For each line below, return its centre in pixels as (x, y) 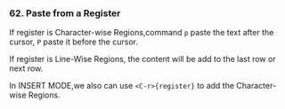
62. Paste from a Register (65, 13)
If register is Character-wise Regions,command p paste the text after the (142, 33)
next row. (26, 68)
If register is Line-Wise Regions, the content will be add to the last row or (142, 59)
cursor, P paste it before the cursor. (73, 42)
